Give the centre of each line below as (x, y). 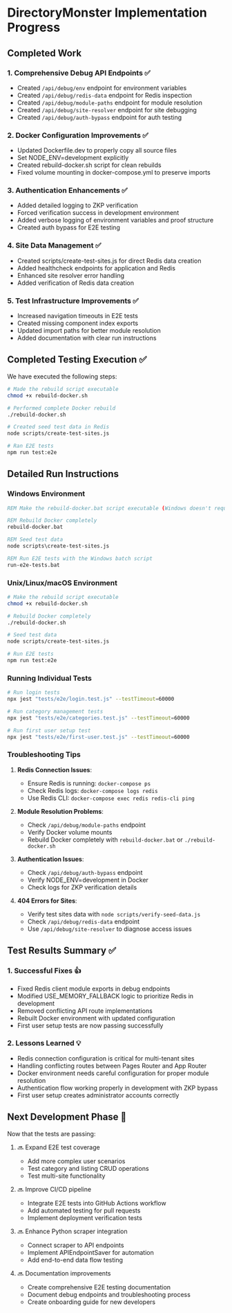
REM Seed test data (35, 540)
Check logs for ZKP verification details (82, 887)
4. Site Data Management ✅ (54, 245)
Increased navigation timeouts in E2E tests (77, 316)
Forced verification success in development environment (98, 213)
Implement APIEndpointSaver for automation (90, 1252)
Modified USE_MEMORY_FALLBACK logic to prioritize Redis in (105, 995)
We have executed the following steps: (62, 376)
